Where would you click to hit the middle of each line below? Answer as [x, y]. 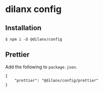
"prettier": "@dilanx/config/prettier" [57, 80]
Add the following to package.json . [41, 67]
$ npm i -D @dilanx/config [34, 39]
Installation [23, 28]
